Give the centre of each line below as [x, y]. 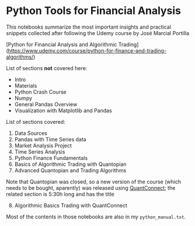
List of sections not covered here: [47, 68]
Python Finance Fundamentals [51, 158]
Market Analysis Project [43, 145]
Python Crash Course [40, 92]
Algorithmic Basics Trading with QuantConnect [71, 205]
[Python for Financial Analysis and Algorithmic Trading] [72, 44]
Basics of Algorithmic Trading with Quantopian [70, 164]
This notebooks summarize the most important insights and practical [88, 27]
